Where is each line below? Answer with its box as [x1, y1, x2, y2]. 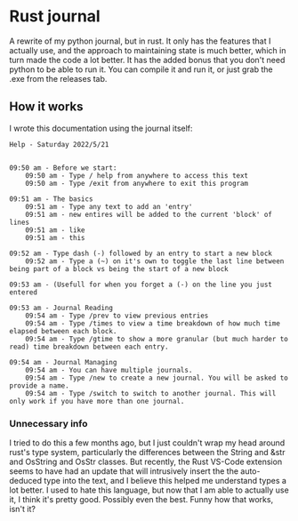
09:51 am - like [25, 225, 86, 235]
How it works [9, 100, 84, 115]
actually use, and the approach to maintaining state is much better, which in [9, 44, 286, 55]
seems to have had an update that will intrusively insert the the [9, 466, 238, 477]
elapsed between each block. [9, 326, 117, 335]
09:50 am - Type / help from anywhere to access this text [25, 171, 249, 180]
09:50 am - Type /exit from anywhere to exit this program [25, 179, 249, 188]
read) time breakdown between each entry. [9, 342, 169, 351]
